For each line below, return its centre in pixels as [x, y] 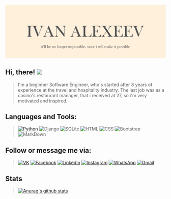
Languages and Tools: [41, 117]
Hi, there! [20, 73]
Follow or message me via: [48, 150]
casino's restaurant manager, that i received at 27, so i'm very [82, 95]
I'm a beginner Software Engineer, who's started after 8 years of [85, 84]
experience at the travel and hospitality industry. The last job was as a [91, 90]
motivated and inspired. [42, 101]
